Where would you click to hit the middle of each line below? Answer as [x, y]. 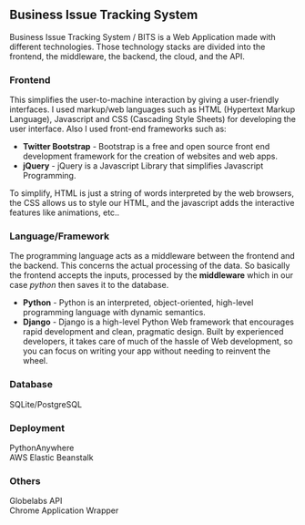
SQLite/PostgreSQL [46, 404]
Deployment [37, 427]
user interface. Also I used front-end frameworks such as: [118, 129]
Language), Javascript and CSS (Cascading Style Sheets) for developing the [153, 119]
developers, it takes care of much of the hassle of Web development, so [158, 342]
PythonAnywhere [42, 448]
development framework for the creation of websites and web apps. [150, 156]
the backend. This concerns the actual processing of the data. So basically [150, 266]
